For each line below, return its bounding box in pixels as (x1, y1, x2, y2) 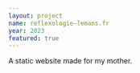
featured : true (8, 34, 60, 43)
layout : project (8, 11, 63, 20)
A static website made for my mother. (8, 56, 133, 66)
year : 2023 (8, 26, 45, 34)
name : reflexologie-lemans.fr (8, 19, 110, 27)
